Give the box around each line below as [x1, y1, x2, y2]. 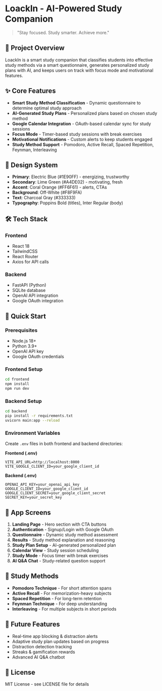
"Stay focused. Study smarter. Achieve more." [17, 29, 110, 35]
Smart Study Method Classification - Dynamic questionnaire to [12, 100, 141, 106]
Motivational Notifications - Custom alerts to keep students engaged [12, 136, 153, 142]
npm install [5, 381, 29, 387]
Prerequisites [5, 327, 38, 334]
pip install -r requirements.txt [5, 413, 73, 419]
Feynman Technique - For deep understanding [12, 601, 107, 607]
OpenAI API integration [12, 292, 59, 298]
